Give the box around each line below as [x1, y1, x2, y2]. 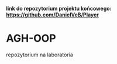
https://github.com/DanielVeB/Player [6, 11, 99, 18]
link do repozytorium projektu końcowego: [6, 5, 112, 12]
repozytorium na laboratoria [6, 51, 73, 58]
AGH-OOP [6, 32, 57, 45]
